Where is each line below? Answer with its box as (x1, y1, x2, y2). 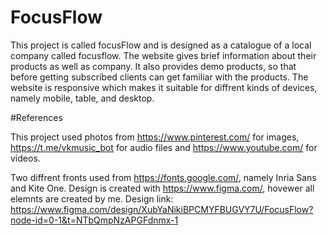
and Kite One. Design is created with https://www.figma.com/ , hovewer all (10, 182, 315, 194)
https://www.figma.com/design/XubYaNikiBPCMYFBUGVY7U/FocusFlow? (10, 203, 314, 215)
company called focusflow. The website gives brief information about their (10, 49, 317, 61)
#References (10, 111, 63, 123)
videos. (10, 152, 41, 164)
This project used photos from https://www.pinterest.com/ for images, (10, 131, 300, 143)
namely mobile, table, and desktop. (10, 92, 155, 104)
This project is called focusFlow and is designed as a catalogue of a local (10, 39, 312, 51)
